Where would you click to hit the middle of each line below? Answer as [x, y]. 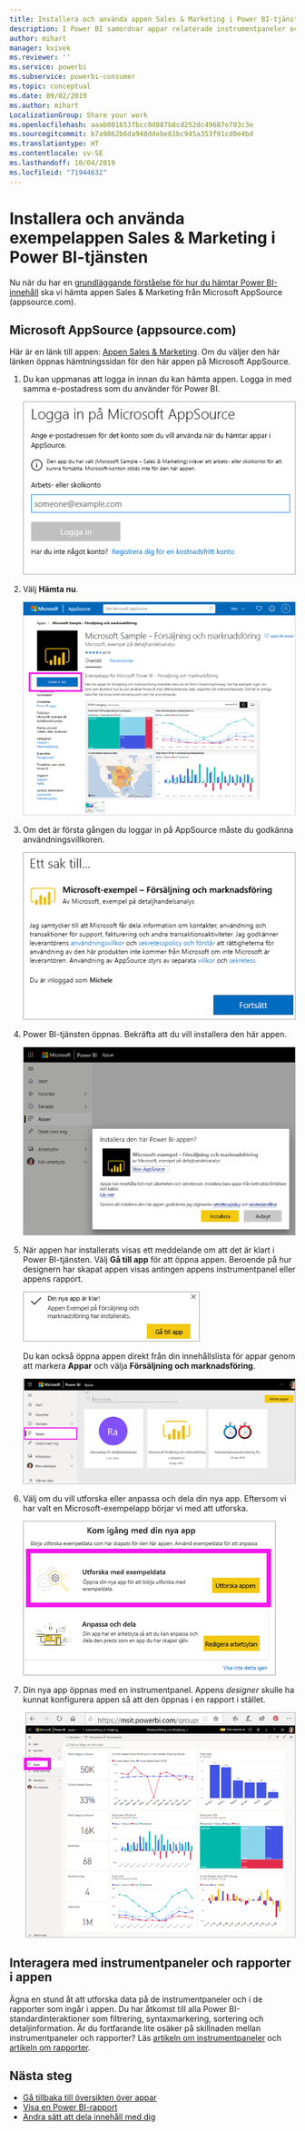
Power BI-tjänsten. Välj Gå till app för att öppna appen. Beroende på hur [157, 1260]
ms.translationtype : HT [54, 144]
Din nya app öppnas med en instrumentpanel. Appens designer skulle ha [158, 1690]
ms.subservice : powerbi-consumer [73, 77]
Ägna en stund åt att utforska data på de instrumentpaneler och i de [136, 1999]
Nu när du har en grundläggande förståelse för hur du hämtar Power [137, 282]
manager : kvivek [40, 48]
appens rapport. [53, 1279]
